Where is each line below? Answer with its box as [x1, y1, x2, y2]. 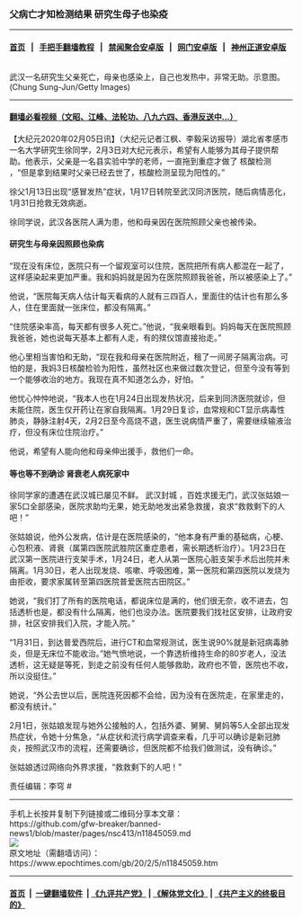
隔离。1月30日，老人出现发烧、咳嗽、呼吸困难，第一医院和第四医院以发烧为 [9, 565, 290, 576]
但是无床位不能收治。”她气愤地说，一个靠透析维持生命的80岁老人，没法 [24, 648, 287, 659]
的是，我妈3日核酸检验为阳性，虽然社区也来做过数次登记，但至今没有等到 [16, 362, 290, 373]
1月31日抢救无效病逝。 [9, 197, 93, 208]
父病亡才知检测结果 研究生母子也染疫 [9, 7, 168, 20]
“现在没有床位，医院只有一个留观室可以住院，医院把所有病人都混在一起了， [9, 260, 289, 271]
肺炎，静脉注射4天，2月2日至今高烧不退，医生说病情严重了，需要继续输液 [9, 415, 285, 426]
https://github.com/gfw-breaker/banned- [9, 818, 162, 829]
